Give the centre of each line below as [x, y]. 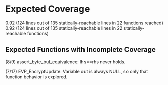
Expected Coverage [48, 9]
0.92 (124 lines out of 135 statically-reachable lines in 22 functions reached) [84, 23]
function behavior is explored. [36, 77]
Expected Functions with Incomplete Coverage [80, 49]
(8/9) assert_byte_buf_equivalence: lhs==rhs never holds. [66, 62]
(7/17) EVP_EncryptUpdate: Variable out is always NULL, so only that [77, 71]
